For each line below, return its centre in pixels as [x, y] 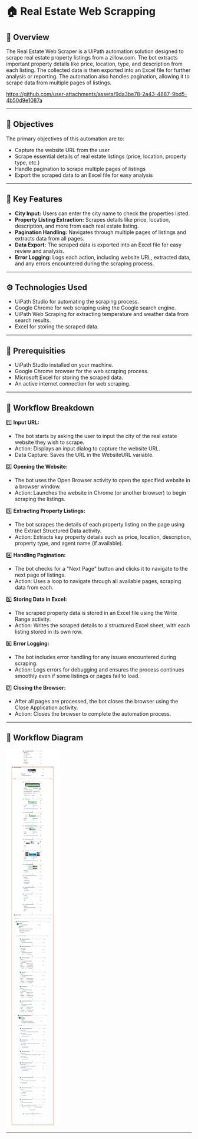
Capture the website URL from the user [62, 150]
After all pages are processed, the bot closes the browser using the [96, 702]
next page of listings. [40, 575]
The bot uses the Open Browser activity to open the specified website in [102, 480]
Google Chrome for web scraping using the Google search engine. [95, 308]
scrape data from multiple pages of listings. [59, 83]
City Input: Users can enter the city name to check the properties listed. [102, 213]
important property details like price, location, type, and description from [94, 64]
